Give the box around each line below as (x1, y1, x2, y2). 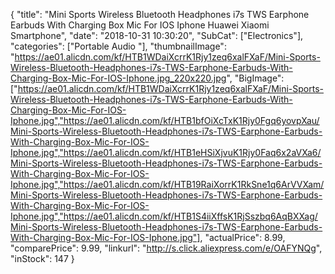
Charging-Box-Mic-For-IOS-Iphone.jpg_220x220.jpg (10, 72, 227, 84)
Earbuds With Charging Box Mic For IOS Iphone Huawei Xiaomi (10, 19, 270, 31)
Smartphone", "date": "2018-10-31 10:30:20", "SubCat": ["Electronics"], (10, 30, 304, 41)
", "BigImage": (226, 72, 285, 84)
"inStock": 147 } (10, 253, 75, 264)
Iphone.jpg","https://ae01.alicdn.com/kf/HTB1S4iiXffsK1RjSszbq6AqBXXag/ (10, 210, 318, 222)
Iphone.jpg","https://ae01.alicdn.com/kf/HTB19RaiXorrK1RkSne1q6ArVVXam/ (10, 179, 325, 190)
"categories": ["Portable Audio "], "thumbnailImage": (10, 40, 227, 52)
